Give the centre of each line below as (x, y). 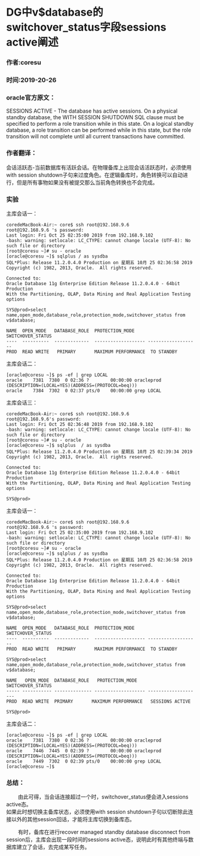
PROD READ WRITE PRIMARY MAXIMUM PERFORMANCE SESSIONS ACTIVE (99, 701)
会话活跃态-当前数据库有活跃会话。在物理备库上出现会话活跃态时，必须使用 (99, 167)
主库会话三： (22, 403)
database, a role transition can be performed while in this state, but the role (99, 130)
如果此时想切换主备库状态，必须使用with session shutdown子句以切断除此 (97, 812)
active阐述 (32, 42)
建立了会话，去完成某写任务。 (53, 847)
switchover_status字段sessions (86, 27)
